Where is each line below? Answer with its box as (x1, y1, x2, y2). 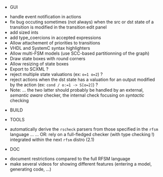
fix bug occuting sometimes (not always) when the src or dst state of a (9, 19, 154, 25)
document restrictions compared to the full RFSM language (9, 156, 130, 162)
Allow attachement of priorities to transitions (9, 40, 100, 46)
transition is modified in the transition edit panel (9, 24, 107, 30)
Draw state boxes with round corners (9, 56, 85, 61)
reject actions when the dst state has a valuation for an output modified (9, 76, 155, 82)
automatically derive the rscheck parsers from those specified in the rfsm (9, 126, 159, 132)
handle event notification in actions (9, 14, 81, 19)
